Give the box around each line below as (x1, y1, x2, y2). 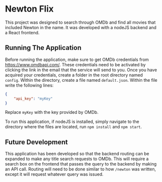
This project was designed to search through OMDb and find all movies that (5, 19, 156, 25)
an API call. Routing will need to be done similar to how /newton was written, (5, 166, 156, 172)
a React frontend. (5, 30, 40, 35)
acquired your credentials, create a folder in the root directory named (5, 72, 143, 78)
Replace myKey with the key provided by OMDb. (5, 109, 99, 115)
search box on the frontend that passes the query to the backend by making (5, 161, 157, 167)
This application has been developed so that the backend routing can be (5, 151, 149, 157)
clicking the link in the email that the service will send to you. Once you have (5, 67, 157, 73)
